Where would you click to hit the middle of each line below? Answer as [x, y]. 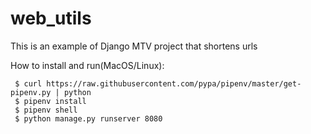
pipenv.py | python [51, 92]
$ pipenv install [50, 101]
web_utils [51, 18]
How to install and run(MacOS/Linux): [87, 65]
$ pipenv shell [46, 110]
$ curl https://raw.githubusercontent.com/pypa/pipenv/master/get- [158, 83]
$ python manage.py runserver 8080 [88, 118]
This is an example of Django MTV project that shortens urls [134, 46]
